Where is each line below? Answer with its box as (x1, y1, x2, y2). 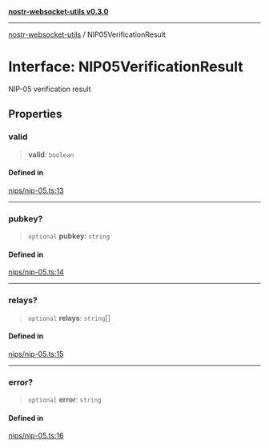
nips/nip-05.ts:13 (8, 186, 64, 195)
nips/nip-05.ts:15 (8, 349, 64, 358)
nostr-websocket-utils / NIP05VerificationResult (8, 30, 167, 39)
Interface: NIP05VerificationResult (8, 58, 244, 76)
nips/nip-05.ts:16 (8, 431, 64, 441)
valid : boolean (27, 150, 74, 159)
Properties (8, 107, 62, 121)
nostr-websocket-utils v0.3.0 (8, 7, 109, 16)
